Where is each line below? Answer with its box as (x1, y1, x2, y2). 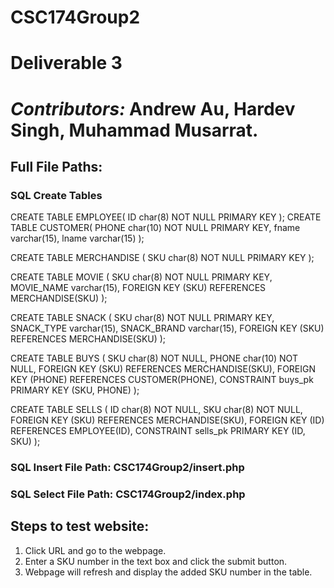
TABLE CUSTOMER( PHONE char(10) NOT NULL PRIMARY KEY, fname (10, 222, 301, 234)
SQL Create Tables (10, 188, 103, 202)
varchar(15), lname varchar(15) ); (10, 232, 145, 245)
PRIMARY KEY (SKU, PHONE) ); (10, 384, 140, 396)
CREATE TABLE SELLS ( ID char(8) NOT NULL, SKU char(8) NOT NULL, (10, 404, 303, 416)
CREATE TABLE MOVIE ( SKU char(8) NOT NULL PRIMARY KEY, (10, 271, 273, 283)
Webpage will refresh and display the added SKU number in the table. (24, 566, 313, 578)
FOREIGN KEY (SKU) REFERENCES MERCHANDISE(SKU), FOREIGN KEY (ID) (10, 414, 325, 426)
